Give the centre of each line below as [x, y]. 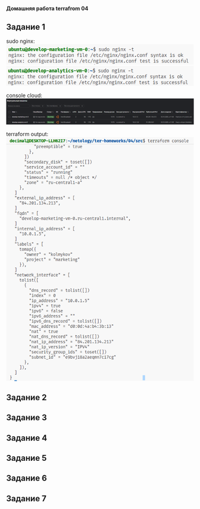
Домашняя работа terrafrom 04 [47, 8]
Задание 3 [26, 418]
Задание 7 [26, 499]
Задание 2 [26, 398]
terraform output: [27, 134]
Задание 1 [26, 27]
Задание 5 [26, 458]
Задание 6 [27, 478]
